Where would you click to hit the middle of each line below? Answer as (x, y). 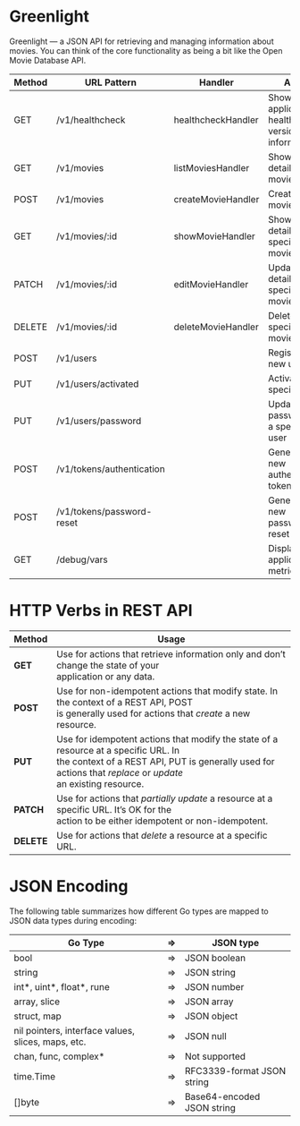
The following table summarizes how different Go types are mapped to (139, 911)
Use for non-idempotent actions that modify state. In (167, 691)
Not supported (215, 1056)
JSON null (206, 1036)
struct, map (37, 1016)
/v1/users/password (99, 421)
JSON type (236, 943)
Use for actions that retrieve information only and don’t (171, 653)
